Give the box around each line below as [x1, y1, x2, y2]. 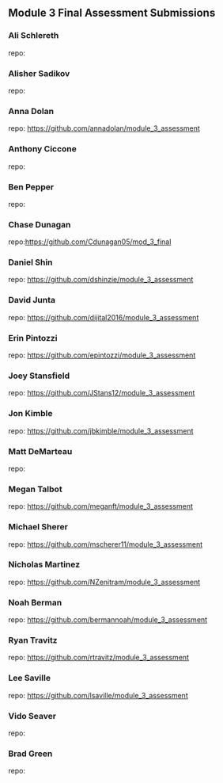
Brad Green [8, 748, 53, 759]
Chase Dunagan [8, 219, 71, 230]
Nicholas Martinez [8, 559, 81, 570]
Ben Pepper [8, 181, 54, 193]
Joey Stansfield [8, 370, 70, 381]
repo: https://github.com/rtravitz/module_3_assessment [8, 653, 190, 663]
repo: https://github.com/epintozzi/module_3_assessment [8, 350, 196, 360]
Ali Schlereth [8, 30, 59, 41]
